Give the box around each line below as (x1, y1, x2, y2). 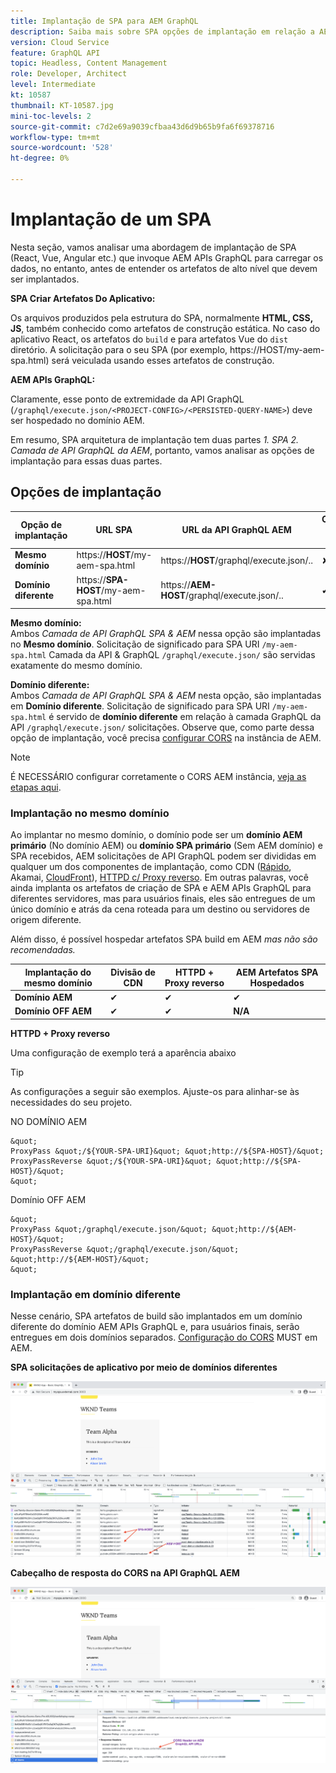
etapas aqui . (10, 781, 62, 794)
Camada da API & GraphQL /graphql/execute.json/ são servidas (48, 649, 316, 661)
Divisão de (110, 966, 156, 978)
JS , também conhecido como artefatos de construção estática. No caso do (10, 322, 321, 334)
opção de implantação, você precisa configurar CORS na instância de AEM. (10, 732, 322, 744)
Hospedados (249, 976, 305, 989)
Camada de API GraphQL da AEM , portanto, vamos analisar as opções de (10, 444, 315, 456)
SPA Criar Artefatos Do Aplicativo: (10, 292, 156, 304)
